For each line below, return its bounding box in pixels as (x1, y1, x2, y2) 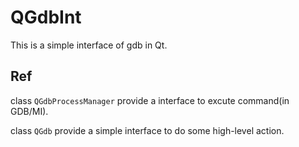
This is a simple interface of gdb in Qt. (10, 39, 168, 51)
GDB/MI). (10, 105, 49, 117)
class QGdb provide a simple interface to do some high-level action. (10, 124, 285, 136)
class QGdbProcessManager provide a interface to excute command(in (10, 94, 290, 106)
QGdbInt (10, 6, 82, 29)
